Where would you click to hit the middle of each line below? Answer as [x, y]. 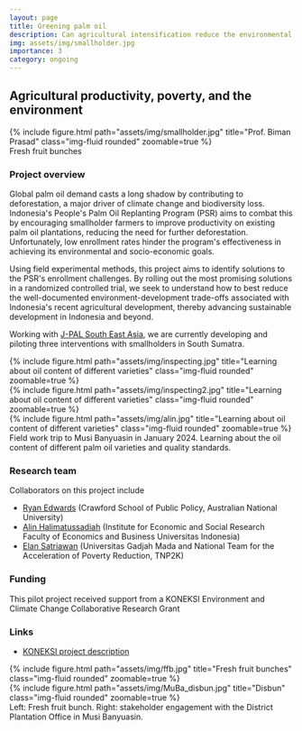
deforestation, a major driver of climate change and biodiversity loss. [137, 204]
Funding [28, 580]
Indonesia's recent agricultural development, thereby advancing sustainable [151, 307]
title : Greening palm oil [58, 26]
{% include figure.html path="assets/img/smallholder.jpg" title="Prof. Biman [150, 132]
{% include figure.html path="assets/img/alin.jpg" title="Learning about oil [147, 419]
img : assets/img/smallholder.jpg [72, 43]
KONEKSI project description [76, 651]
